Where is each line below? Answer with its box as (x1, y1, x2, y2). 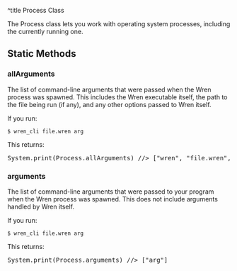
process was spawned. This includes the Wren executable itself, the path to (7, 92, 228, 101)
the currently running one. (7, 28, 83, 35)
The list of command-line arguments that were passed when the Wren (7, 85, 212, 94)
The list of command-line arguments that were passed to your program (7, 187, 214, 196)
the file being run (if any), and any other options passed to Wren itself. (7, 100, 212, 109)
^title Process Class (7, 6, 65, 14)
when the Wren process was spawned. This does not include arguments (7, 194, 218, 203)
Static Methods (7, 48, 76, 60)
